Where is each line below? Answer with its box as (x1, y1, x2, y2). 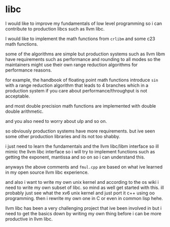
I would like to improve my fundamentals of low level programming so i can (5, 20, 162, 26)
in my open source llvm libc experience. (5, 169, 89, 175)
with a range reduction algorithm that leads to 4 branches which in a (5, 82, 149, 88)
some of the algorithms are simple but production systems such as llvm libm (5, 51, 165, 57)
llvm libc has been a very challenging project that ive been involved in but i (5, 205, 162, 211)
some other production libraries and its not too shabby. (5, 133, 121, 139)
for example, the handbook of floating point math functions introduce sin (5, 77, 159, 83)
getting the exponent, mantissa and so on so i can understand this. (5, 154, 145, 160)
